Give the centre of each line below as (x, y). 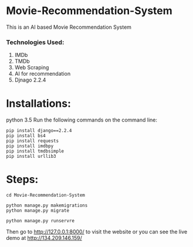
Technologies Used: (35, 42)
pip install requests (33, 141)
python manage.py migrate (38, 211)
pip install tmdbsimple (35, 151)
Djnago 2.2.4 (30, 80)
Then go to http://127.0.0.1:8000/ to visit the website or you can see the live (97, 232)
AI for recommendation (43, 74)
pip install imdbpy (30, 146)
